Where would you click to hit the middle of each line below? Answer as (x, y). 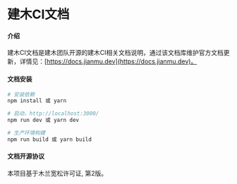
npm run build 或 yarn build (49, 139)
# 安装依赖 (21, 94)
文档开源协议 (26, 157)
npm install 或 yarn (37, 101)
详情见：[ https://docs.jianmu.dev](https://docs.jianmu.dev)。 (108, 61)
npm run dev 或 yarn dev (43, 121)
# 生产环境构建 (26, 133)
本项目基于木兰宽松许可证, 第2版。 (57, 173)
